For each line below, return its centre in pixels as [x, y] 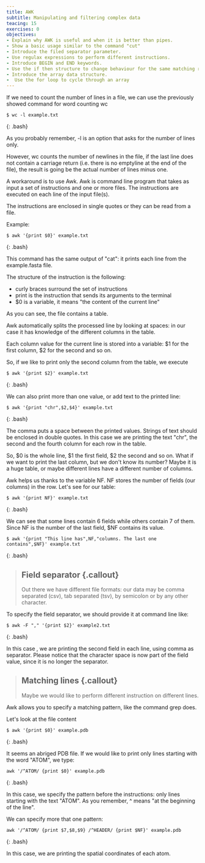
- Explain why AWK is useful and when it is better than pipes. [90, 40]
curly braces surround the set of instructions [71, 289]
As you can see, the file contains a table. [57, 314]
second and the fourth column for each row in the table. [77, 444]
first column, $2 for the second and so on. [59, 350]
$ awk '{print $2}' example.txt [47, 374]
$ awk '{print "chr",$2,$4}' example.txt [60, 408]
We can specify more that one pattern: [55, 819]
